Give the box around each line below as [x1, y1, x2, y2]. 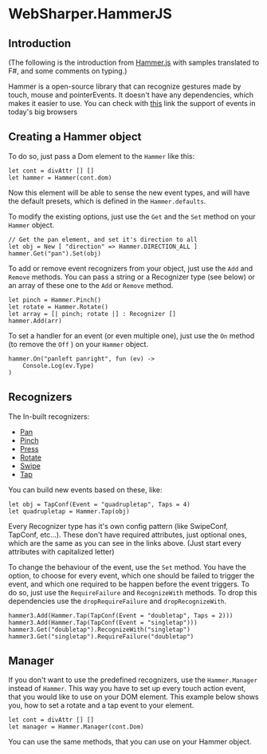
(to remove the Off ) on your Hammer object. [8, 339, 149, 349]
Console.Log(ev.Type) [22, 361, 94, 369]
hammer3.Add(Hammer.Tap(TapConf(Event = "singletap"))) [8, 618, 198, 626]
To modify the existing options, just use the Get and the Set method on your [8, 211, 256, 221]
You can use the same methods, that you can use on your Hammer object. [8, 737, 252, 747]
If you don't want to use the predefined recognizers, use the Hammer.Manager [8, 675, 257, 685]
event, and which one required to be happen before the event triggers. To [8, 579, 249, 589]
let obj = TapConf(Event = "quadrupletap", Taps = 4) [8, 500, 191, 508]
